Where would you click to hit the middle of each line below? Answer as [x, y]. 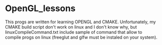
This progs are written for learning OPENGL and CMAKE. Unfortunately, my [81, 22]
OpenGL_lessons [40, 8]
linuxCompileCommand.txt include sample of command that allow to [74, 32]
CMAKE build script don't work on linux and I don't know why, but [71, 27]
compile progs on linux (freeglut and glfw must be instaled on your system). [81, 37]
